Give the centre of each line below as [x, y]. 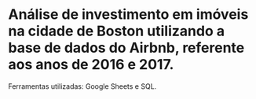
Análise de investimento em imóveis [128, 15]
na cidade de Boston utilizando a [117, 31]
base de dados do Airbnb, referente [126, 48]
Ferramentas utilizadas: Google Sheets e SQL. [82, 86]
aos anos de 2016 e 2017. [91, 65]
